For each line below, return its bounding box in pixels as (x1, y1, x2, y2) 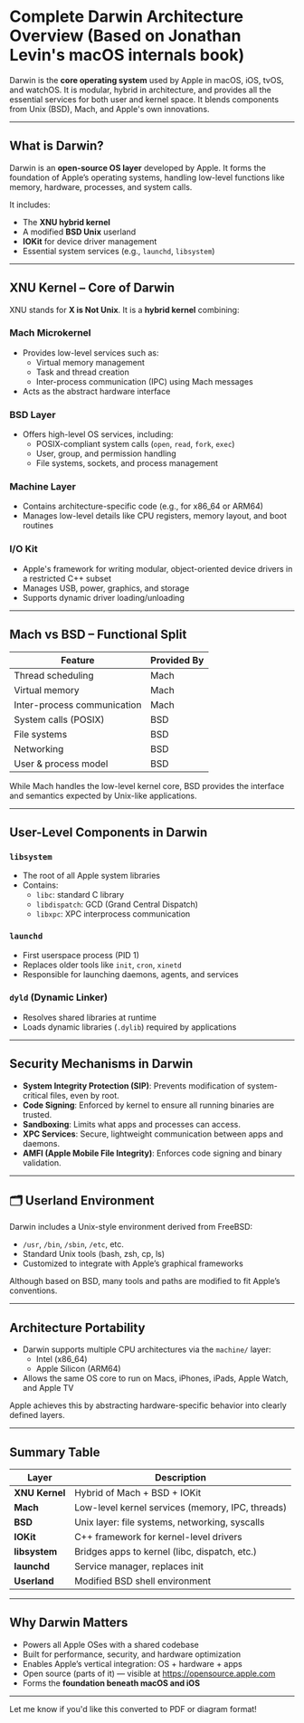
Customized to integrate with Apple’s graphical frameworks (22, 1258, 244, 1269)
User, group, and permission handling (35, 448, 176, 459)
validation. (22, 1157, 62, 1168)
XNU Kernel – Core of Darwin (9, 281, 175, 296)
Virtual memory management (35, 357, 145, 367)
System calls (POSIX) (14, 713, 105, 726)
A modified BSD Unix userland (22, 226, 137, 237)
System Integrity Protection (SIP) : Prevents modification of (22, 1080, 246, 1091)
